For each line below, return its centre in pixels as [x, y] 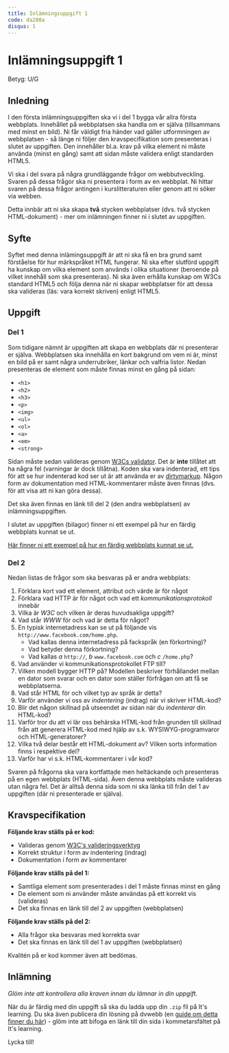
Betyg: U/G [23, 79]
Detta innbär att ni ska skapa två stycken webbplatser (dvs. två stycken [109, 209]
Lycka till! [21, 1042]
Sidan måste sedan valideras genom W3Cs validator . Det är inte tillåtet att [112, 461]
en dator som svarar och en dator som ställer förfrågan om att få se [113, 678]
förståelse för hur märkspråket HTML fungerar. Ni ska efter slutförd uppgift [113, 262]
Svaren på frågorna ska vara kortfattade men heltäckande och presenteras [113, 772]
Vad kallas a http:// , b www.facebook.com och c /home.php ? [111, 656]
